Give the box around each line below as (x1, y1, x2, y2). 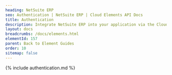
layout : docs (5, 27, 33, 32)
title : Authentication (5, 17, 54, 22)
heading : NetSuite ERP (5, 7, 54, 13)
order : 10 (5, 46, 27, 51)
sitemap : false (5, 50, 38, 55)
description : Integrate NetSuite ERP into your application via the (5, 22, 155, 27)
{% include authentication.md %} (5, 65, 76, 71)
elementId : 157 (5, 36, 38, 42)
